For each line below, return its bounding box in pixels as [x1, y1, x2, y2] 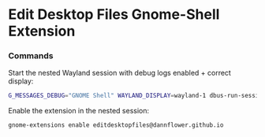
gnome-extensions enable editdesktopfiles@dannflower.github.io [8, 121, 224, 129]
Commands [8, 50, 54, 61]
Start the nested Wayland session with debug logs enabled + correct [8, 68, 231, 78]
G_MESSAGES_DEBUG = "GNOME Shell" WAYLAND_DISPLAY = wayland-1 [8, 92, 207, 100]
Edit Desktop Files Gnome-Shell [8, 6, 220, 24]
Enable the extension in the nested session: [8, 106, 150, 116]
